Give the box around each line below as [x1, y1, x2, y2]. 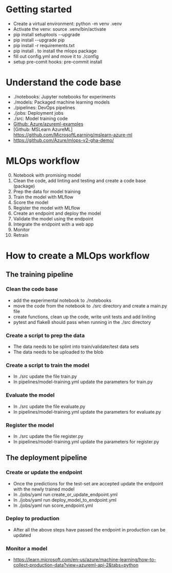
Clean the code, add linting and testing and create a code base [13, 177, 146, 183]
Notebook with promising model [13, 172, 81, 178]
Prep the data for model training [13, 188, 81, 194]
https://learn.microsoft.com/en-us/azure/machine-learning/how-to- [13, 557, 157, 563]
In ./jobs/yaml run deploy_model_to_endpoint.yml [13, 497, 117, 503]
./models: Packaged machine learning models [13, 99, 110, 105]
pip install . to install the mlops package [13, 48, 97, 54]
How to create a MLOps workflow [6, 250, 150, 261]
